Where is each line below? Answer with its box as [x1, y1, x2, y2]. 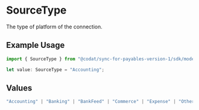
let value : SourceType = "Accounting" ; [6, 66, 105, 73]
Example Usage [6, 40, 65, 50]
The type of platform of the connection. [6, 23, 102, 30]
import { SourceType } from [6, 56, 76, 62]
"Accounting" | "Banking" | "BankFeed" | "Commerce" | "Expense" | [6, 99, 176, 105]
